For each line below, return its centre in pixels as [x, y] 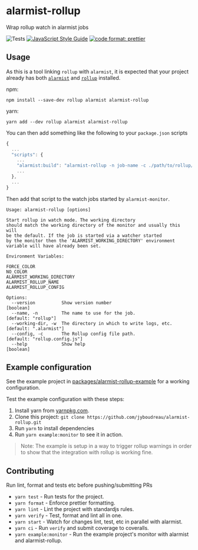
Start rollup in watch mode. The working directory [71, 220]
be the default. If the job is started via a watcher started [84, 235]
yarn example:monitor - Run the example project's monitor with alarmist [102, 534]
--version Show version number [62, 302]
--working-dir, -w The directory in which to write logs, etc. [92, 323]
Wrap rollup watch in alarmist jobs [47, 27]
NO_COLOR [17, 272]
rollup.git [28, 423]
